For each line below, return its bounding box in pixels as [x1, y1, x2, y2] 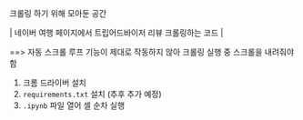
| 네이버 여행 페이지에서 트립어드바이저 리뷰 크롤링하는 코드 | [9, 27, 224, 38]
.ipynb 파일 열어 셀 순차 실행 [22, 100, 126, 111]
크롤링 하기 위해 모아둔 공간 [9, 8, 107, 18]
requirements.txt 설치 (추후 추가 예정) [22, 89, 162, 99]
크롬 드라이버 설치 [22, 77, 86, 88]
